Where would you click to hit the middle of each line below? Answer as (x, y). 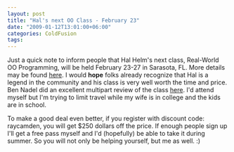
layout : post (26, 14)
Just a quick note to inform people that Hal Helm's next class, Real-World (113, 60)
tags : (15, 40)
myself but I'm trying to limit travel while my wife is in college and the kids (114, 97)
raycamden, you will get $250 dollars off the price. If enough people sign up (117, 126)
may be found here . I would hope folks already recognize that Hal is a (108, 75)
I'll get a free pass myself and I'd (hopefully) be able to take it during (106, 134)
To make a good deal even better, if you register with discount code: (106, 119)
